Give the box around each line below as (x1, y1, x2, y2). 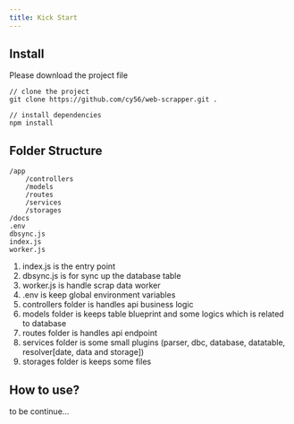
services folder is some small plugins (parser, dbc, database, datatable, (21, 337, 286, 348)
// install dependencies (9, 111, 102, 120)
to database (21, 318, 67, 329)
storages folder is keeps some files (21, 356, 152, 368)
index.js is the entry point (21, 261, 116, 272)
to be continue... (9, 406, 70, 417)
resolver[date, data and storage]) (21, 347, 145, 358)
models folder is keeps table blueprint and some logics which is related (21, 308, 284, 319)
